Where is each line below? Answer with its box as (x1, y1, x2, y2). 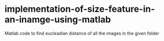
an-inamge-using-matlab (4, 14, 111, 25)
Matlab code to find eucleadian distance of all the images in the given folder (4, 30, 160, 36)
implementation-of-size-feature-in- (4, 3, 155, 15)
